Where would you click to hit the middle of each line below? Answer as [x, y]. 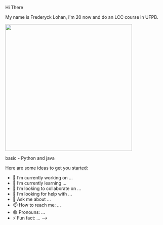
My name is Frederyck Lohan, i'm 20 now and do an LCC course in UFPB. [82, 17]
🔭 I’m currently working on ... [43, 178]
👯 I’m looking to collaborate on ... [47, 189]
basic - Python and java [30, 158]
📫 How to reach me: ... [37, 205]
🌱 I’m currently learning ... [39, 183]
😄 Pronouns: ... [29, 212]
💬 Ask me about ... [32, 199]
